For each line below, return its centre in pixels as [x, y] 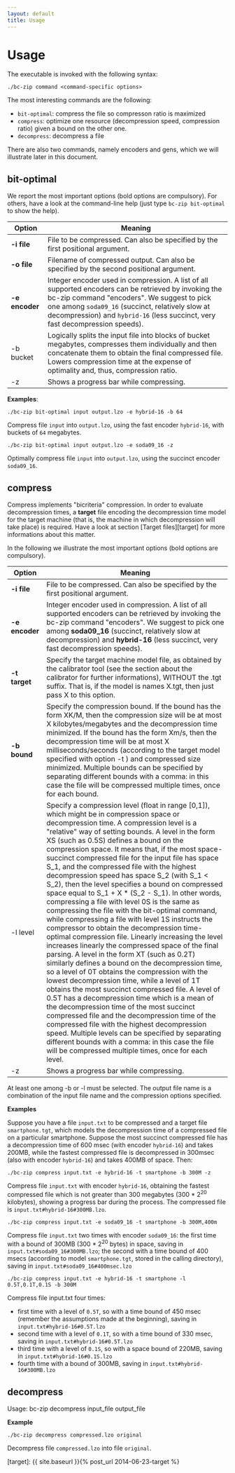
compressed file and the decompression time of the [131, 1015]
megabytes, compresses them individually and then [132, 344]
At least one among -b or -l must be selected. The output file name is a [109, 1088]
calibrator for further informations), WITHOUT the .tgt [134, 678]
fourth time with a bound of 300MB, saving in [83, 1364]
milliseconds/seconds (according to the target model [133, 751]
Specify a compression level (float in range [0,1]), [128, 805]
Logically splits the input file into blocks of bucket [129, 336]
